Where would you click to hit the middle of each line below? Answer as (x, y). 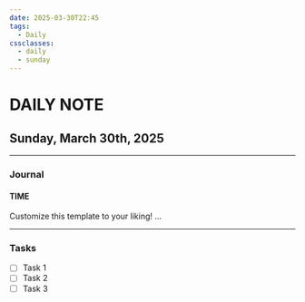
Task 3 (35, 288)
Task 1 (34, 268)
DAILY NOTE (57, 105)
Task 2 (35, 278)
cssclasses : (32, 43)
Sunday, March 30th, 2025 (87, 138)
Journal (27, 174)
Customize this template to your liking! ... (85, 216)
